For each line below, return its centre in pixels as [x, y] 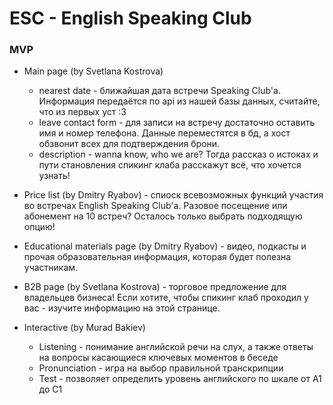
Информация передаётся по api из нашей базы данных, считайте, [179, 101]
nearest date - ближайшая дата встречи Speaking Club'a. [159, 91]
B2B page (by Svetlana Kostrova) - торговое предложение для [155, 287]
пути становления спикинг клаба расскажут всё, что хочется [170, 165]
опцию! [39, 227]
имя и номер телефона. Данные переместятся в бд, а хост [164, 133]
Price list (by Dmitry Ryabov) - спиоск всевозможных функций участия [173, 195]
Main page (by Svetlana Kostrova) [93, 71]
